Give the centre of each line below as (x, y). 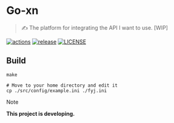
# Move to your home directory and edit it (62, 85)
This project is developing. (41, 113)
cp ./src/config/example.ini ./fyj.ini (57, 91)
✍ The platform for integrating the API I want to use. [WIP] (95, 27)
